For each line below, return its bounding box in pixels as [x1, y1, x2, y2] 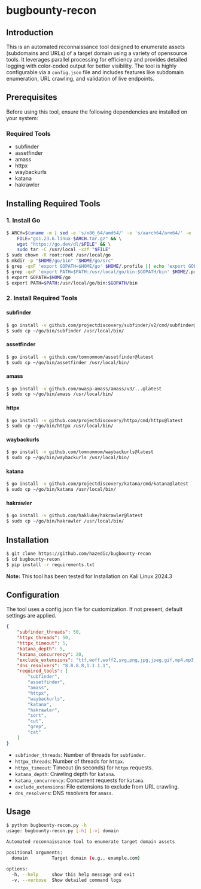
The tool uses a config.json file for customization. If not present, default [6, 606, 183, 613]
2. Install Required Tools [6, 294, 78, 303]
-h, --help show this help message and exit [11, 871, 135, 878]
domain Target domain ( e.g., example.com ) [11, 855, 141, 861]
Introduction [6, 28, 54, 38]
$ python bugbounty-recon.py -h [6, 823, 87, 829]
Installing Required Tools [6, 198, 100, 209]
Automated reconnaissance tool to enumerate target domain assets [6, 839, 175, 845]
